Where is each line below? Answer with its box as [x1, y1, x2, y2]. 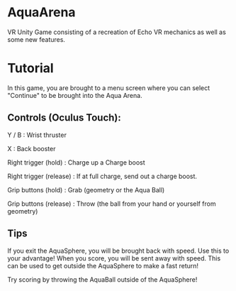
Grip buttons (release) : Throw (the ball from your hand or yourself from [7, 199, 216, 208]
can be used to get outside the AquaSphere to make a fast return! [7, 261, 199, 270]
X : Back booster [7, 144, 56, 153]
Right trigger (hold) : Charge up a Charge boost [7, 158, 145, 167]
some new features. [7, 35, 66, 43]
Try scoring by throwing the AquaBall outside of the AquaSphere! [7, 275, 198, 284]
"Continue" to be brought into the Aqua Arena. [7, 91, 143, 99]
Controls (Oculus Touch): [7, 111, 122, 124]
